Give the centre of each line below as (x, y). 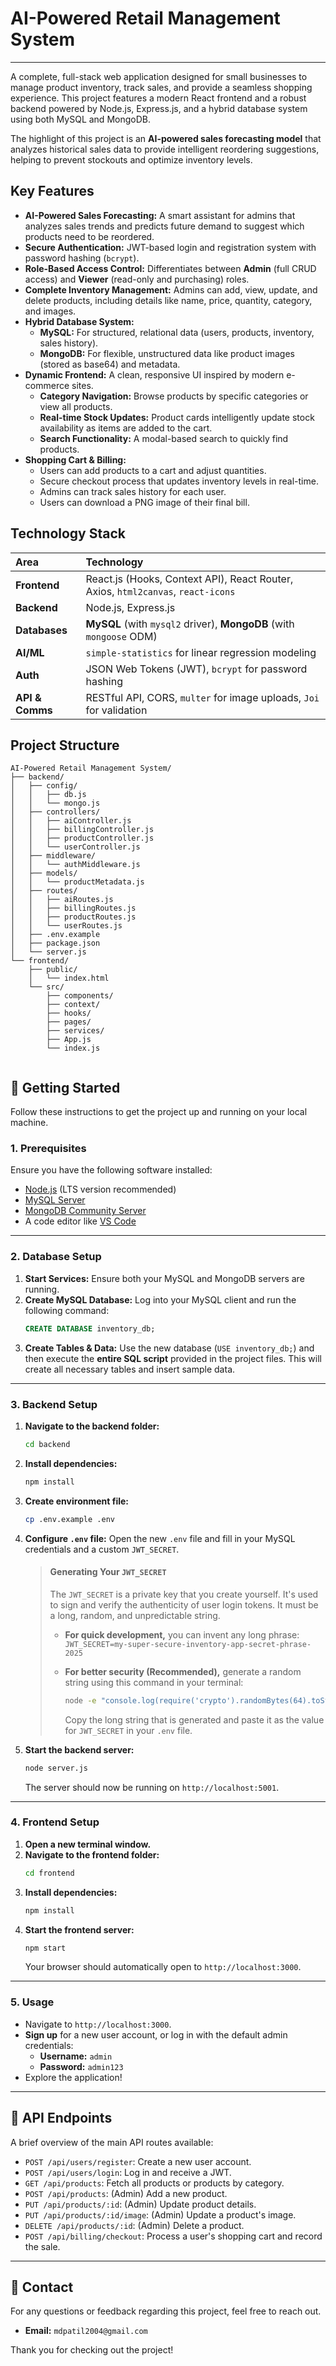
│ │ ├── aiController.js (71, 821)
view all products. (76, 406)
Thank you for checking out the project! (92, 2350)
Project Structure (65, 745)
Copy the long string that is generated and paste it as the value (194, 1719)
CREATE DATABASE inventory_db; (90, 1328)
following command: (67, 1310)
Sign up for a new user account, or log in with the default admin (156, 2034)
